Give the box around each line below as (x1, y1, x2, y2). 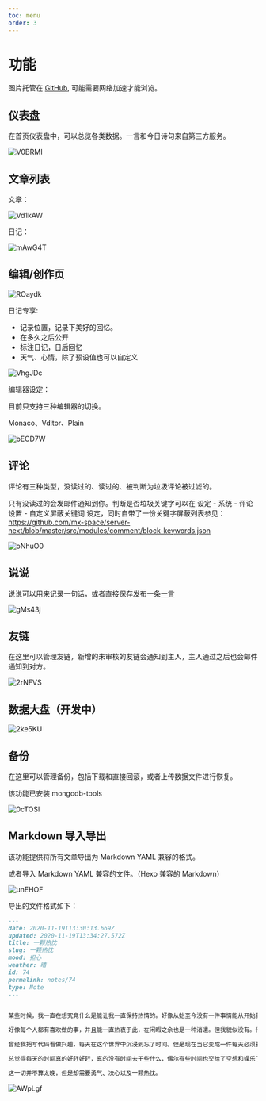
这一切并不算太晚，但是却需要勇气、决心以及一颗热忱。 (8, 1068, 162, 1077)
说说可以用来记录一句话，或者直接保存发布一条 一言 (8, 589, 175, 598)
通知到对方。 (8, 662, 50, 671)
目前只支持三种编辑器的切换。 (8, 401, 105, 411)
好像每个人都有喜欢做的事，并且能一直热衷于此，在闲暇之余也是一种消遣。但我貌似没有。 (8, 1026, 256, 1034)
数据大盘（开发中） (8, 703, 102, 716)
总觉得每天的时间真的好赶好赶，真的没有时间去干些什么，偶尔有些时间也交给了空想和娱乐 (8, 1055, 256, 1063)
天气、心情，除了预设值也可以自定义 (19, 352, 139, 362)
